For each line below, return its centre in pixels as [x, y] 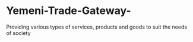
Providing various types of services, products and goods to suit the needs [97, 27]
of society [18, 33]
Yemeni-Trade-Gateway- [69, 11]
